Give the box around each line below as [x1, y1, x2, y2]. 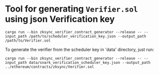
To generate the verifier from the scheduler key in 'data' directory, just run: [5, 46, 154, 52]
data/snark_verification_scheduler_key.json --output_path [29, 60, 151, 65]
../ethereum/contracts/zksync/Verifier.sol [5, 64, 95, 69]
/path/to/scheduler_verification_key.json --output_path [29, 34, 146, 39]
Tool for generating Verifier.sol [5, 3, 138, 15]
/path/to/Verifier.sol [5, 38, 51, 43]
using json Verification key [5, 14, 115, 25]
